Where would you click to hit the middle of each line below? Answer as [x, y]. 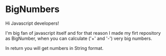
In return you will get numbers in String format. [54, 48]
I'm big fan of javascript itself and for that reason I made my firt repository [83, 33]
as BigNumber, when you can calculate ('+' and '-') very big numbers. [79, 38]
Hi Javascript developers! [32, 23]
